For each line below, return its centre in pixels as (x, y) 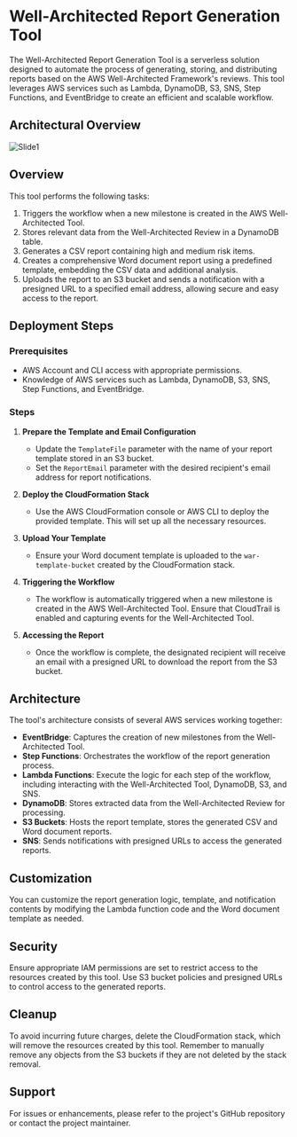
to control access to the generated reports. (88, 986)
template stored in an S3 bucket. (94, 458)
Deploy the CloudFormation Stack (86, 494)
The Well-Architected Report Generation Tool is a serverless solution (134, 59)
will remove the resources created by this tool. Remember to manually (137, 1045)
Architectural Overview (75, 125)
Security (33, 946)
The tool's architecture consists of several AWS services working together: (146, 720)
